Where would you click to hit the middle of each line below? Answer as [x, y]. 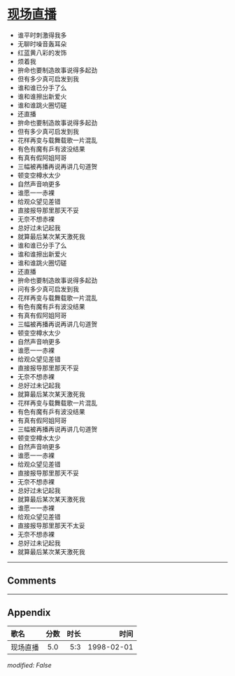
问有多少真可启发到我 [48, 289]
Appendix [29, 613]
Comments [32, 581]
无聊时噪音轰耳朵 [42, 43]
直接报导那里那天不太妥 [51, 525]
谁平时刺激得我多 [42, 35]
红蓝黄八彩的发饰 [42, 53]
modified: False [30, 665]
